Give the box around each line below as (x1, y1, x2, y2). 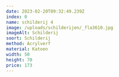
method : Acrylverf (6, 41, 51, 47)
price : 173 (6, 62, 33, 68)
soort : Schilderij (6, 35, 51, 41)
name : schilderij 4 (6, 19, 54, 25)
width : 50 (6, 52, 30, 57)
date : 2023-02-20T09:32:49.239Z (6, 8, 85, 14)
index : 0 (6, 14, 27, 20)
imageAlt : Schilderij (6, 30, 59, 36)
